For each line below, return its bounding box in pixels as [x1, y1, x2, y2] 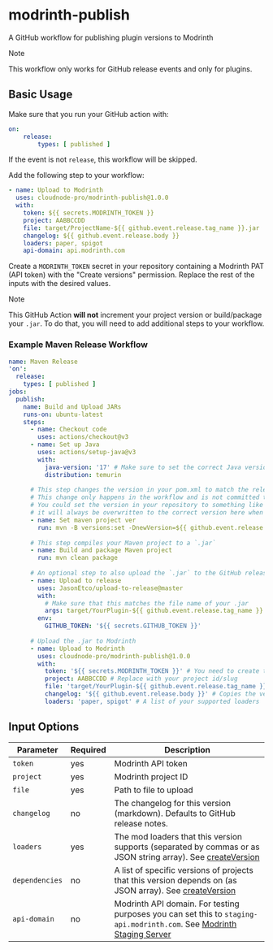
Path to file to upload [114, 784, 193, 796]
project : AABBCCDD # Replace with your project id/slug [44, 675, 238, 683]
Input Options [8, 720, 80, 734]
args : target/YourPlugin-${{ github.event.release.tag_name [44, 607, 253, 615]
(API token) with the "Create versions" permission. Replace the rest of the [8, 270, 255, 280]
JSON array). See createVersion [114, 884, 236, 896]
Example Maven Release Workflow [8, 339, 149, 350]
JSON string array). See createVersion [114, 851, 260, 862]
